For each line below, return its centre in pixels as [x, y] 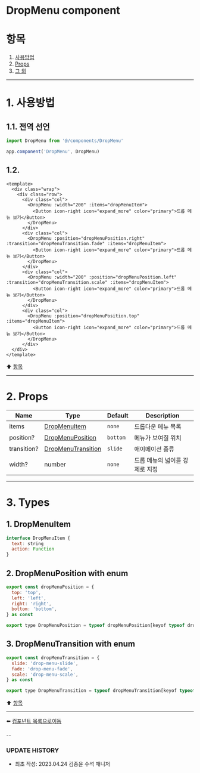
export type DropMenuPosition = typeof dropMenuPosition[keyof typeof [96, 626]
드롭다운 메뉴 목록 [158, 426]
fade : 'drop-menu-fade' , [42, 669]
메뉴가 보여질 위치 [158, 438]
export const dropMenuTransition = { [53, 658]
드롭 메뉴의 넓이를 [158, 460]
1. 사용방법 [31, 103]
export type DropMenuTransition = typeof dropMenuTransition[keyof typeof [101, 691]
